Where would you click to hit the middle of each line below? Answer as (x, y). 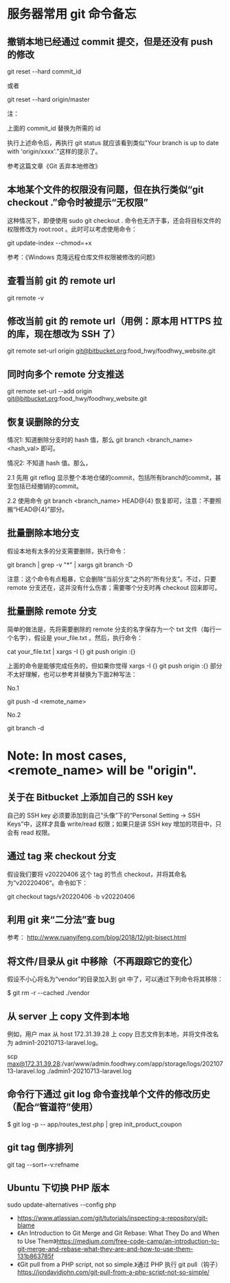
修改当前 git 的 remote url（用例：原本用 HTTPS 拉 (115, 321)
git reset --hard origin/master (49, 99)
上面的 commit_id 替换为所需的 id (54, 128)
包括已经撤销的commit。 (47, 486)
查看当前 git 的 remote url (61, 281)
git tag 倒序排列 (40, 1148)
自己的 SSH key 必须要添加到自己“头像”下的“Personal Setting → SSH (104, 815)
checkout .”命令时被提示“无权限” (78, 202)
